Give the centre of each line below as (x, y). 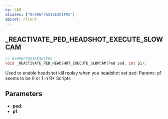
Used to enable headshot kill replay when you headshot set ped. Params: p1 (83, 72)
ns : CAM (13, 10)
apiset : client (21, 19)
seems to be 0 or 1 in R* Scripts (38, 78)
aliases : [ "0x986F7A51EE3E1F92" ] (40, 14)
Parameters (24, 94)
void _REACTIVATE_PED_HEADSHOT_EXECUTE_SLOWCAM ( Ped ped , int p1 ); (76, 63)
